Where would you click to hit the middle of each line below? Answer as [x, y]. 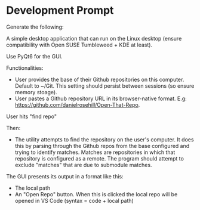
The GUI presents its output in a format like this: [65, 176]
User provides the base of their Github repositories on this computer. [99, 79]
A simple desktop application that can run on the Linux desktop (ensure [94, 38]
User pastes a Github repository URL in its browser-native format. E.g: [101, 98]
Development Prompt [60, 10]
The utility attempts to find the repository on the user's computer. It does [104, 139]
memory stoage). [36, 92]
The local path [33, 188]
